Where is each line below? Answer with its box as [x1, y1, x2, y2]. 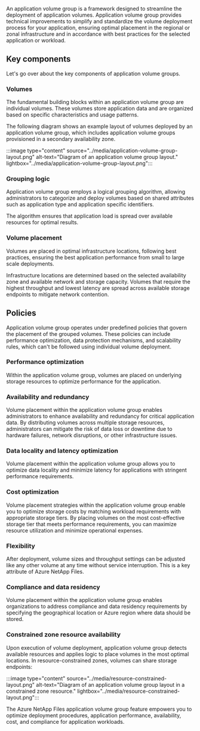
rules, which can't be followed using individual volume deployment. [6, 343, 172, 350]
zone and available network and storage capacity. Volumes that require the [6, 278, 191, 285]
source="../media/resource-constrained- [66, 675, 167, 682]
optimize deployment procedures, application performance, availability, [6, 711, 181, 719]
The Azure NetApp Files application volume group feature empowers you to [6, 705, 192, 712]
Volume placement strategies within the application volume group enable [6, 501, 186, 509]
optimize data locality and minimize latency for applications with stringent [6, 466, 187, 474]
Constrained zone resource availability [6, 631, 121, 639]
